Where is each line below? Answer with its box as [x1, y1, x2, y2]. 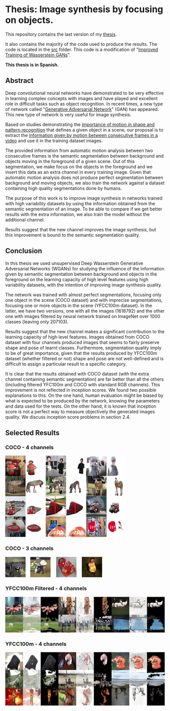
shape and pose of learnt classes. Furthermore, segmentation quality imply [5, 345, 162, 351]
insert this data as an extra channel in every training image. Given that [5, 169, 151, 175]
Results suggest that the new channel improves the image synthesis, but [5, 226, 156, 232]
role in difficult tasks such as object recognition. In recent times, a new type [5, 101, 163, 107]
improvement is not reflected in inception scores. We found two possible [5, 387, 157, 393]
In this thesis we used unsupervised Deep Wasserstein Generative [5, 260, 143, 266]
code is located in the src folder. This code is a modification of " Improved [5, 46, 158, 52]
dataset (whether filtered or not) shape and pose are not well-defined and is [5, 355, 164, 361]
